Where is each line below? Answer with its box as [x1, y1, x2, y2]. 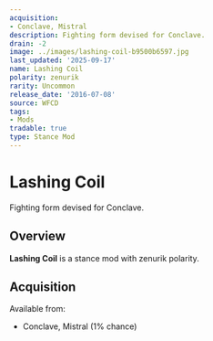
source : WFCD [9, 98, 59, 108]
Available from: [9, 304, 66, 314]
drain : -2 [9, 38, 47, 48]
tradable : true [9, 124, 67, 133]
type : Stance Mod [9, 133, 76, 142]
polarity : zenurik [9, 73, 79, 82]
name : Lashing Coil [9, 65, 84, 74]
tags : [9, 107, 30, 116]
